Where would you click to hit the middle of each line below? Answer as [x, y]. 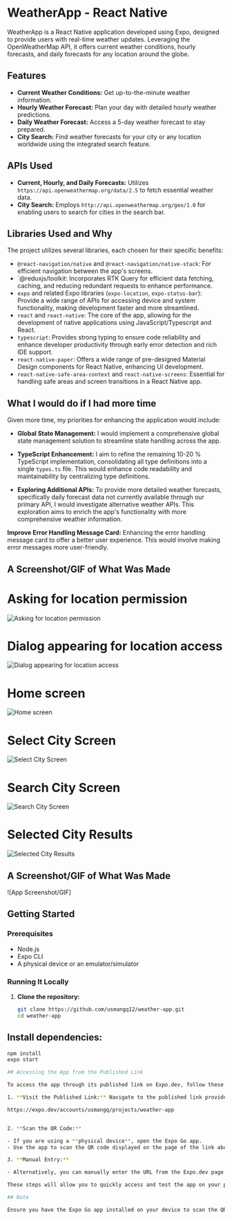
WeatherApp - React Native [87, 13]
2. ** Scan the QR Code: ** [44, 1128]
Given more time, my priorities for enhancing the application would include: [114, 420]
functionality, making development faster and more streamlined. [108, 308]
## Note [18, 1197]
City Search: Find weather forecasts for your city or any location [109, 136]
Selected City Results [70, 834]
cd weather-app [39, 1016]
